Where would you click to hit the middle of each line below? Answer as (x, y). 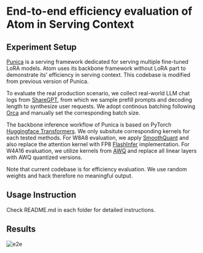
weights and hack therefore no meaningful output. (70, 176)
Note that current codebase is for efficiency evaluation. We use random (97, 169)
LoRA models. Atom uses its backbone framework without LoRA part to (96, 68)
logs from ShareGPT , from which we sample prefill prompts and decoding (99, 100)
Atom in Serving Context (70, 24)
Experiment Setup (41, 47)
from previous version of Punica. (48, 81)
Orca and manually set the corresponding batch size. (73, 113)
